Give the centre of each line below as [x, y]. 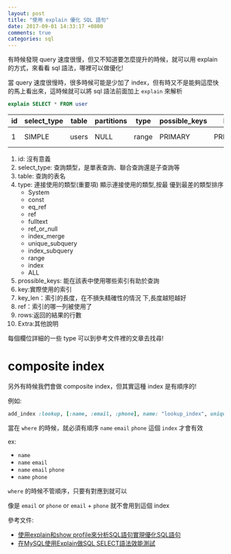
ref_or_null [43, 229]
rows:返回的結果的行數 [49, 315]
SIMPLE [37, 137]
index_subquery [51, 251]
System [39, 192]
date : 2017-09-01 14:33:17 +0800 [56, 26]
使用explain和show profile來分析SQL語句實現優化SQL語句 [99, 534]
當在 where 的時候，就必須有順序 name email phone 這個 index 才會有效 [106, 428]
